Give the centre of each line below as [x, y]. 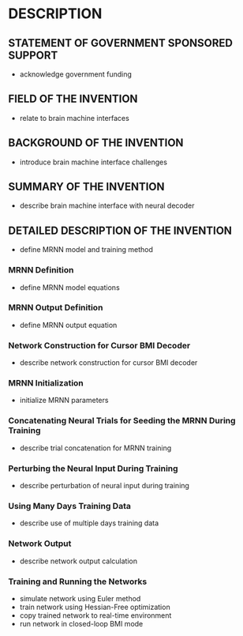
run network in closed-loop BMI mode [81, 623]
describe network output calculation [79, 561]
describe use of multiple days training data [89, 523]
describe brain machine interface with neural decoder [107, 205]
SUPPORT [33, 55]
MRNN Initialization [46, 383]
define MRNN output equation [68, 325]
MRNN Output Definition [56, 307]
